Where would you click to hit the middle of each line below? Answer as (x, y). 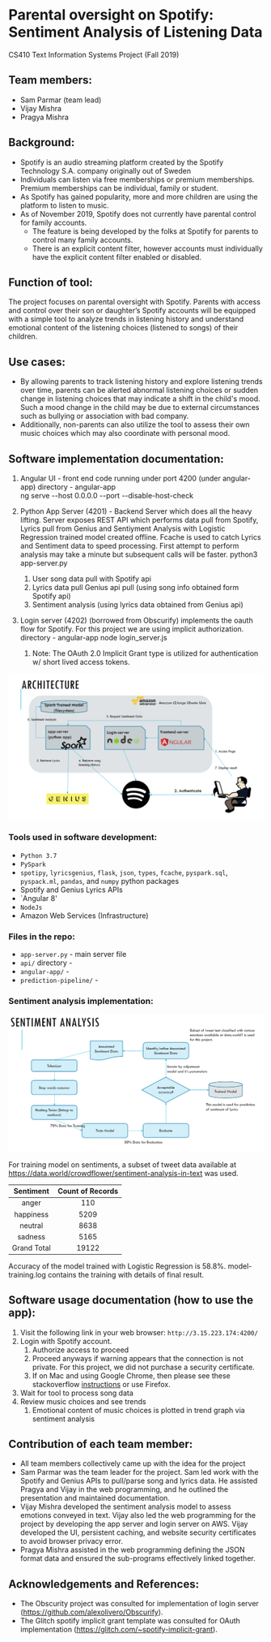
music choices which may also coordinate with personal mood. (125, 433)
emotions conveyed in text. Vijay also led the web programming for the (138, 1515)
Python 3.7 (38, 855)
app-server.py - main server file (73, 955)
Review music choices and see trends (83, 1401)
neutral (32, 1225)
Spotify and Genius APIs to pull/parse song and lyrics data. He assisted (139, 1481)
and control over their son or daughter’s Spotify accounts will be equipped (132, 311)
